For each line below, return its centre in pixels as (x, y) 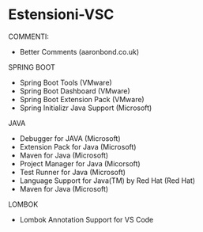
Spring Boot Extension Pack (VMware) (82, 99)
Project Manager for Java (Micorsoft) (80, 163)
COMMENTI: (29, 36)
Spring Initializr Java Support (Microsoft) (86, 108)
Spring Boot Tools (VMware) (66, 82)
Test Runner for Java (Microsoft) (73, 172)
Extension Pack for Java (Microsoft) (78, 146)
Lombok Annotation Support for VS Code (86, 219)
